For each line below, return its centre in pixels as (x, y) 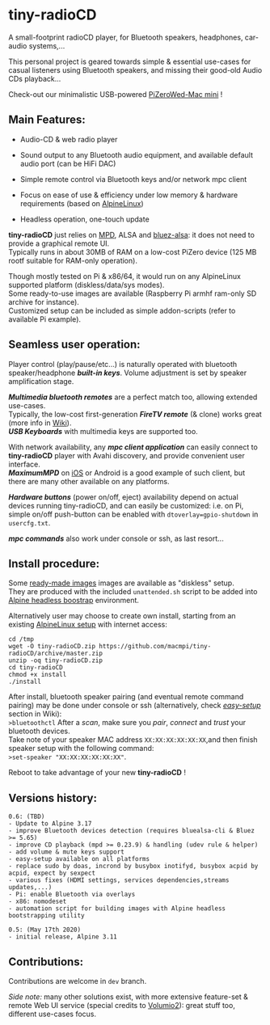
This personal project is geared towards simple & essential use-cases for (130, 61)
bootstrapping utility (46, 916)
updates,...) (30, 888)
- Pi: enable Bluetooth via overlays (72, 895)
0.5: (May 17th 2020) (45, 930)
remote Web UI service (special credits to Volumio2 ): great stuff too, (122, 1005)
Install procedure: (54, 563)
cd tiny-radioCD (36, 668)
